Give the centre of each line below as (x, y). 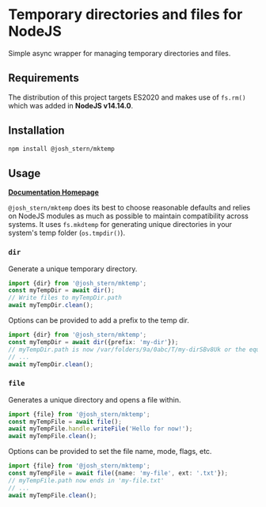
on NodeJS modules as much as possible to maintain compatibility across (129, 216)
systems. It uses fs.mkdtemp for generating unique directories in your (120, 225)
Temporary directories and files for (125, 15)
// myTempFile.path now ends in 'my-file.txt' (86, 480)
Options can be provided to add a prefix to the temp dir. (99, 320)
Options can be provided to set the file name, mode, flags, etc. (110, 452)
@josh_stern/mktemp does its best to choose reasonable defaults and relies (129, 208)
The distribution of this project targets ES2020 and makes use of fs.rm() (127, 97)
